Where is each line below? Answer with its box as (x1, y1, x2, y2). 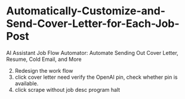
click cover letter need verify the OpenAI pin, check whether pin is (14, 73, 178, 81)
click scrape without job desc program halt (14, 86, 121, 93)
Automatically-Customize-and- (6, 4, 166, 18)
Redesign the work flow (14, 67, 73, 74)
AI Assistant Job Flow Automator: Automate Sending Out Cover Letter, (6, 49, 179, 56)
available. (14, 79, 39, 87)
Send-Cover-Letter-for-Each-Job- (6, 17, 180, 30)
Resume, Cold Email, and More (6, 55, 82, 63)
